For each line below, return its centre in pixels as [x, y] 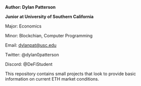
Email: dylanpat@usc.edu [31, 45]
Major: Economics [23, 26]
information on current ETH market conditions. [52, 79]
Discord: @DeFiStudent [29, 64]
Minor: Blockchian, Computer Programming [49, 36]
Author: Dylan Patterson [30, 7]
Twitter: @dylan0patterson [32, 55]
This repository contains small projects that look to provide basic [70, 74]
